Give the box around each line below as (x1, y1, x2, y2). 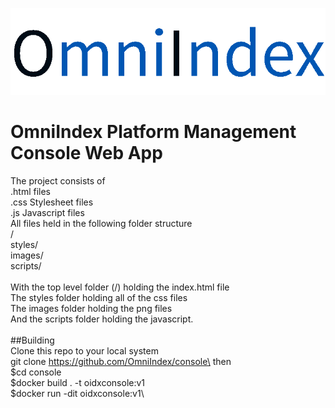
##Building (10, 334, 55, 346)
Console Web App (10, 142, 163, 165)
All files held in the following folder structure (10, 217, 193, 229)
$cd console (10, 366, 62, 378)
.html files (10, 185, 51, 197)
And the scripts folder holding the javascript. (10, 313, 194, 325)
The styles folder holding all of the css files (10, 291, 188, 303)
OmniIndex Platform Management (10, 121, 297, 143)
